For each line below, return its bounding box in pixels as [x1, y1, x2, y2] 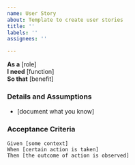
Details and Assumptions [7, 92, 92, 101]
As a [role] [7, 60, 37, 68]
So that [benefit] [7, 75, 54, 83]
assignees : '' [7, 36, 48, 42]
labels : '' [7, 29, 38, 36]
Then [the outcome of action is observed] [7, 152, 130, 159]
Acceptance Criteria [7, 125, 76, 134]
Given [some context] [7, 140, 69, 147]
